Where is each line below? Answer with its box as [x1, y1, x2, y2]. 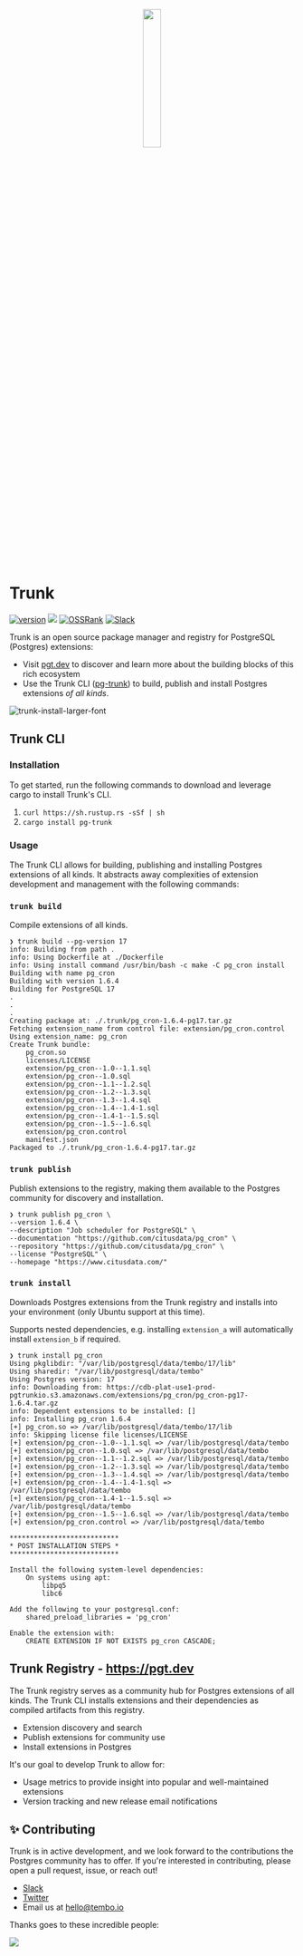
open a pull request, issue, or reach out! [9, 1865, 158, 1876]
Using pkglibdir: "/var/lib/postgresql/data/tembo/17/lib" [9, 1359, 237, 1368]
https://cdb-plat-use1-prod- [106, 1382, 217, 1391]
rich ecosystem [22, 668, 80, 679]
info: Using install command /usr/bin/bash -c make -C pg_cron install [9, 961, 285, 970]
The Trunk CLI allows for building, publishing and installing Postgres [9, 859, 262, 870]
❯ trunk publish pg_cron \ [9, 1210, 111, 1219]
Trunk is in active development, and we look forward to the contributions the [9, 1845, 294, 1857]
